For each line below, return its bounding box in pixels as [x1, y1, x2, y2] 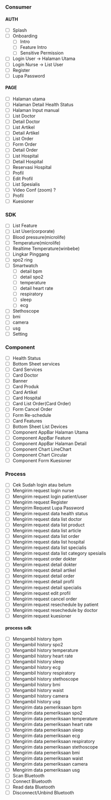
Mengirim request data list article [12, 527, 82, 533]
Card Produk [12, 384, 39, 390]
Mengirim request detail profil [12, 579, 74, 585]
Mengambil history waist [12, 687, 64, 693]
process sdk [5, 625, 32, 631]
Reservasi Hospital [12, 164, 52, 170]
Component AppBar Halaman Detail [12, 440, 87, 447]
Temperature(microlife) [12, 239, 61, 245]
